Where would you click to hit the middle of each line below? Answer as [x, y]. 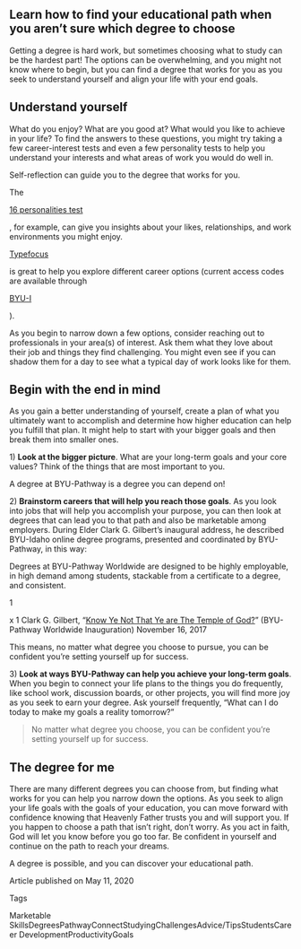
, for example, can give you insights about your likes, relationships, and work [150, 227]
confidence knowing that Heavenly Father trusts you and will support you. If [149, 818]
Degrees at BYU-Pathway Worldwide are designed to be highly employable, [149, 566]
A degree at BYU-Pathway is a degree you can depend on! [117, 484]
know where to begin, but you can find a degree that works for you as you [146, 69]
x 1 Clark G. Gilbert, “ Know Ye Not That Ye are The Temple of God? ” [134, 620]
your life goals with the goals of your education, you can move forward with [149, 808]
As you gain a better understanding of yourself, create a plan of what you [144, 411]
